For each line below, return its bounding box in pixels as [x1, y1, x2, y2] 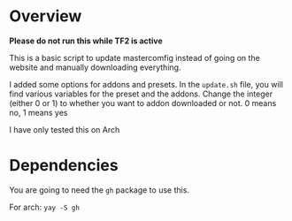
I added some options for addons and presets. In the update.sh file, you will [9, 79, 283, 89]
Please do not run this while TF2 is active [9, 35, 163, 46]
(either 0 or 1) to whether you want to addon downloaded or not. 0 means [9, 97, 277, 108]
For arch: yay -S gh [9, 202, 80, 212]
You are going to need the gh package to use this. [9, 184, 190, 195]
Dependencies [9, 156, 119, 176]
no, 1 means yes [9, 107, 68, 118]
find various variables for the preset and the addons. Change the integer [9, 88, 273, 99]
